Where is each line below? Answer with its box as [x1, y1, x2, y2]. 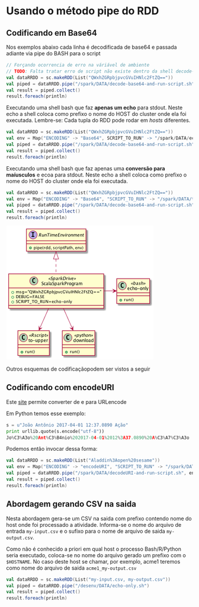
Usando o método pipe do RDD [6, 4, 159, 18]
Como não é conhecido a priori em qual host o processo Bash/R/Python [6, 545, 182, 552]
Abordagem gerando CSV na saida [6, 499, 136, 509]
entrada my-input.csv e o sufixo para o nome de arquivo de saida [6, 527, 166, 535]
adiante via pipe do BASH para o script [6, 50, 101, 57]
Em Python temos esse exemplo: [6, 410, 86, 417]
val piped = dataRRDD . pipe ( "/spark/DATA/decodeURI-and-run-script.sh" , [6, 470, 187, 476]
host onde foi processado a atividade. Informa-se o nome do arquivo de [6, 521, 182, 528]
